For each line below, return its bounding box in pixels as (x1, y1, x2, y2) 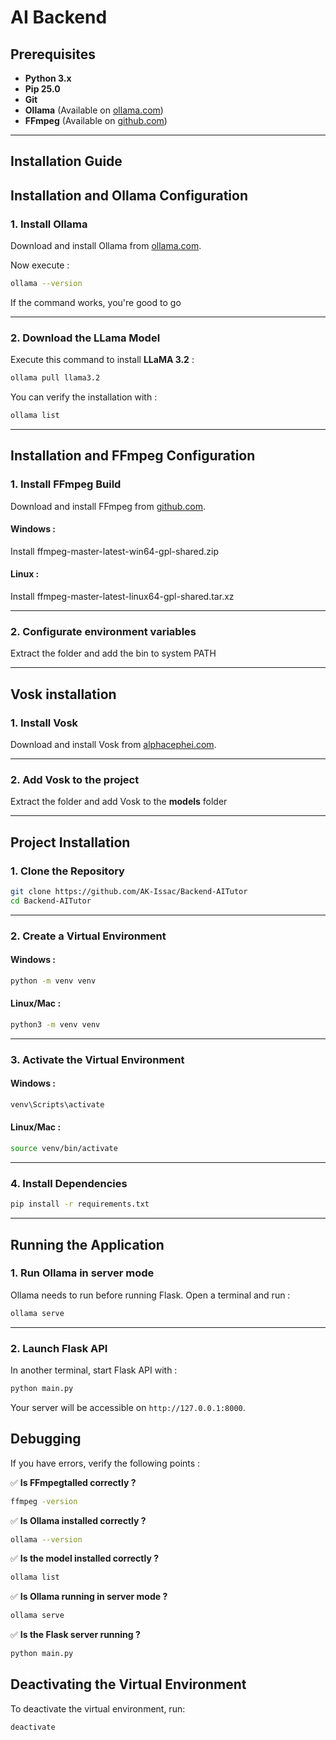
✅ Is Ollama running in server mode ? (10, 1591, 168, 1603)
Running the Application (10, 1236, 165, 1253)
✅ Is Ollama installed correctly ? (10, 1514, 147, 1526)
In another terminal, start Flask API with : (10, 1364, 178, 1376)
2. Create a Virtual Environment (10, 929, 167, 943)
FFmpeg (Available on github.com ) (24, 115, 168, 126)
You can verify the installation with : (10, 391, 158, 403)
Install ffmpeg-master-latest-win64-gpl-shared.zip (10, 545, 220, 557)
